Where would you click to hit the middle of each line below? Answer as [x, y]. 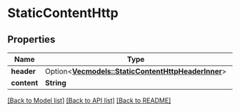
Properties [31, 39]
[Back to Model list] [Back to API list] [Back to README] [89, 100]
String [56, 83]
